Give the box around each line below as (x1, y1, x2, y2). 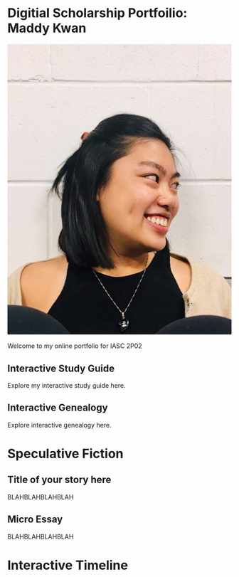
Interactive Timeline (7, 557, 128, 573)
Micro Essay (7, 514, 63, 526)
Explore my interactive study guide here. (7, 381, 126, 389)
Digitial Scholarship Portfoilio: (7, 5, 188, 21)
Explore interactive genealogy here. (7, 420, 112, 429)
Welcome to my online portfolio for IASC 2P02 (7, 342, 142, 350)
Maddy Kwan (7, 20, 87, 36)
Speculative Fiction (7, 445, 124, 462)
